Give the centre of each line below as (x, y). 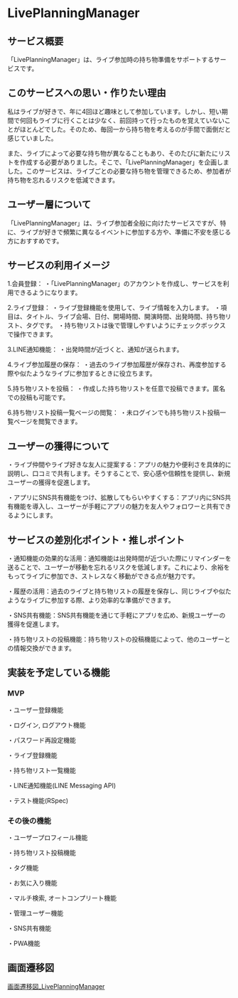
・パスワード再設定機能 (42, 740)
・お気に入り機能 (32, 883)
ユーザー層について (49, 205)
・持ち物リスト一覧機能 (42, 770)
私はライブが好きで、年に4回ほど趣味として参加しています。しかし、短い (115, 111)
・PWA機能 (24, 943)
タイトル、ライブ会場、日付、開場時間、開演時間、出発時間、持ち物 (125, 317)
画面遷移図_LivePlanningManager (56, 986)
